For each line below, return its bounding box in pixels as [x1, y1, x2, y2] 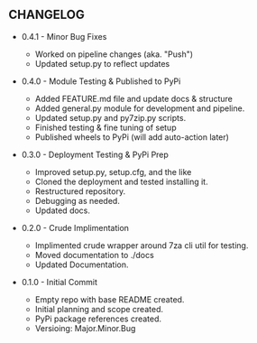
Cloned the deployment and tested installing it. [34, 176, 208, 187]
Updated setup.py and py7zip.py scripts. [34, 112, 187, 123]
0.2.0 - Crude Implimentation [21, 222, 130, 233]
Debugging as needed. [34, 195, 121, 206]
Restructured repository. [34, 185, 126, 197]
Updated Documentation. [34, 259, 129, 270]
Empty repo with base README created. [34, 293, 185, 305]
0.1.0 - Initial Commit [21, 276, 98, 287]
